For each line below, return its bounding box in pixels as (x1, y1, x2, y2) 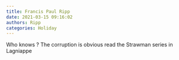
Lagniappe (6, 48, 33, 55)
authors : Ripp (6, 19, 41, 25)
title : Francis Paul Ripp (6, 8, 70, 15)
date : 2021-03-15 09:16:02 (6, 14, 73, 20)
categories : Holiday (6, 25, 57, 31)
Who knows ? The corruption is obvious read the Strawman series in (6, 41, 173, 48)
